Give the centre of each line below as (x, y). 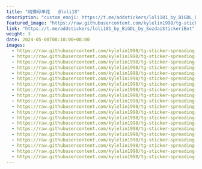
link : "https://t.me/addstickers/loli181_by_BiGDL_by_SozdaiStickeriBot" (101, 28)
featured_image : (26, 23)
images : (16, 46)
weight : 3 (19, 34)
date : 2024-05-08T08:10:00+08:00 (48, 40)
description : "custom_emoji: (43, 17)
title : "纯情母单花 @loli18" (43, 12)
